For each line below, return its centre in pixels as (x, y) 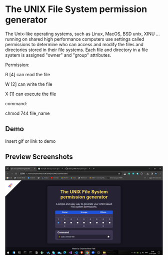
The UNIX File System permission (76, 9)
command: (16, 103)
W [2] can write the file (29, 84)
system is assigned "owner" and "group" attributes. (58, 55)
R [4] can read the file (28, 74)
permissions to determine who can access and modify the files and (74, 44)
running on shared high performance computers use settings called (75, 39)
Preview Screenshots (39, 157)
